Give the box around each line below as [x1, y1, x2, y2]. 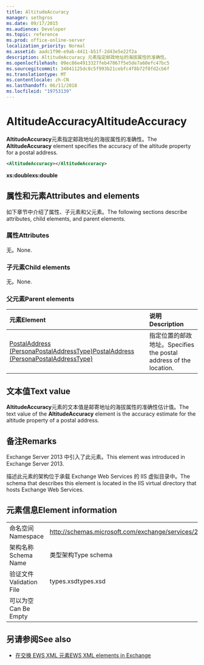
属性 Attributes [6, 231, 50, 240]
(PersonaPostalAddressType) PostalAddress [9, 347, 135, 355]
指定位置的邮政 [149, 332, 192, 340]
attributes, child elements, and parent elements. [6, 215, 126, 222]
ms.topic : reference [6, 32, 59, 38]
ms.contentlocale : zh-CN [6, 77, 69, 83]
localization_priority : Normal [6, 43, 86, 49]
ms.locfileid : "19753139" [6, 88, 72, 94]
